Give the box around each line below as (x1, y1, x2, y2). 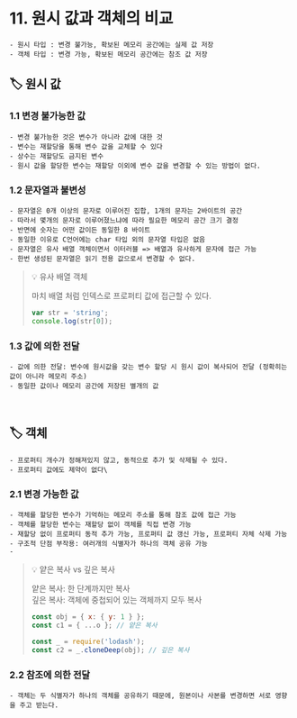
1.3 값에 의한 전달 (9, 340, 80, 352)
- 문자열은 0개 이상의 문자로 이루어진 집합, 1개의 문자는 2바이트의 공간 (9, 206, 243, 215)
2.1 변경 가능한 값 (9, 487, 79, 500)
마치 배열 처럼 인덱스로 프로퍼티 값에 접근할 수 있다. (31, 290, 211, 301)
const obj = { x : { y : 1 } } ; (31, 613, 146, 622)
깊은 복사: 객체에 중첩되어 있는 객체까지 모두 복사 (31, 595, 202, 605)
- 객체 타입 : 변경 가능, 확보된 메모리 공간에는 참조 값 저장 (9, 50, 208, 59)
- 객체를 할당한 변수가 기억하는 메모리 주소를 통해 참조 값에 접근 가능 (9, 511, 237, 520)
